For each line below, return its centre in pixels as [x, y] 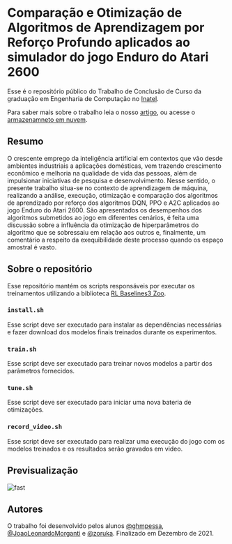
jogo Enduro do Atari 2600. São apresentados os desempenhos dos [105, 210]
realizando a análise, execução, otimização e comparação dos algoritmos [113, 195]
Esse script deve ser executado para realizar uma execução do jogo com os [116, 441]
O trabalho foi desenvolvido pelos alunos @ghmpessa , [85, 526]
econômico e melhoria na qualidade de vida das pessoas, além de [102, 173]
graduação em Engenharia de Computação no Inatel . [83, 98]
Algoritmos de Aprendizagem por [106, 28]
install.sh [25, 310]
